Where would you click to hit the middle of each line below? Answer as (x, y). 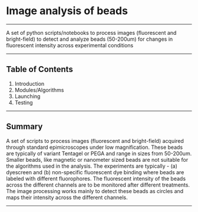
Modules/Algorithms (39, 90)
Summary (24, 127)
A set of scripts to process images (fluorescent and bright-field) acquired (95, 141)
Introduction (29, 83)
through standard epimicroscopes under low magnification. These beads (95, 147)
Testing (24, 102)
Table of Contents (40, 69)
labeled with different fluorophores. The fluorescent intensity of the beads (96, 178)
